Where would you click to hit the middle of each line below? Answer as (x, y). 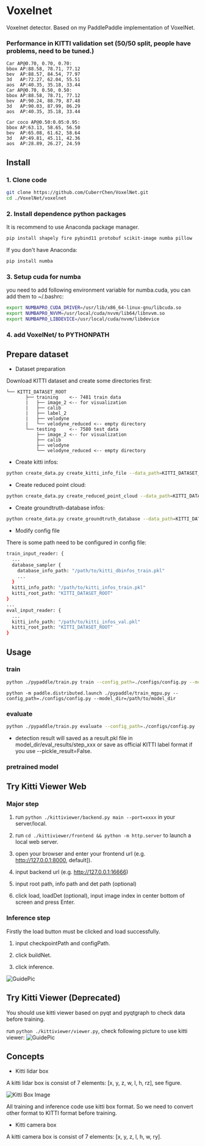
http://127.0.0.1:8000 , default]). (54, 860)
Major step (23, 804)
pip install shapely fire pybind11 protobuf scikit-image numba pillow (99, 238)
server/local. (31, 824)
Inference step (28, 918)
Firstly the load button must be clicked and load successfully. (83, 931)
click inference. (34, 967)
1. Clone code (27, 179)
